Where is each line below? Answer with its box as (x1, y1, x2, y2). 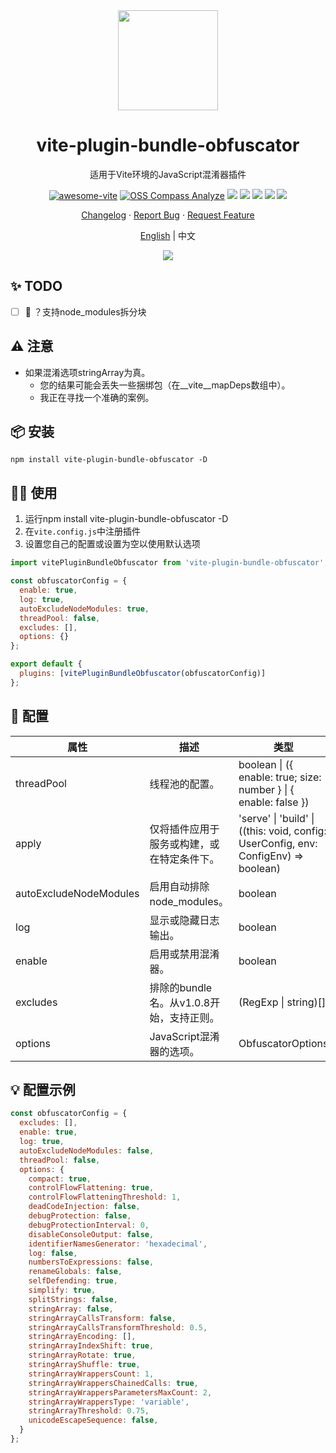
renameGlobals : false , (28, 1267, 123, 1277)
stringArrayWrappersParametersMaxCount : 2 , (28, 1387, 213, 1398)
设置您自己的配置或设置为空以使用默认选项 (24, 538, 201, 550)
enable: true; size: (238, 770, 322, 784)
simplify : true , (28, 1285, 97, 1295)
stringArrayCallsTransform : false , (28, 1313, 177, 1323)
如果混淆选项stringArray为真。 (24, 366, 151, 378)
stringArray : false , (28, 1304, 114, 1314)
